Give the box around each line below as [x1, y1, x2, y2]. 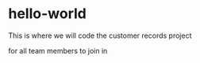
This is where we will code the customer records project [8, 31, 192, 40]
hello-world [8, 5, 87, 23]
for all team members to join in [8, 46, 108, 55]
